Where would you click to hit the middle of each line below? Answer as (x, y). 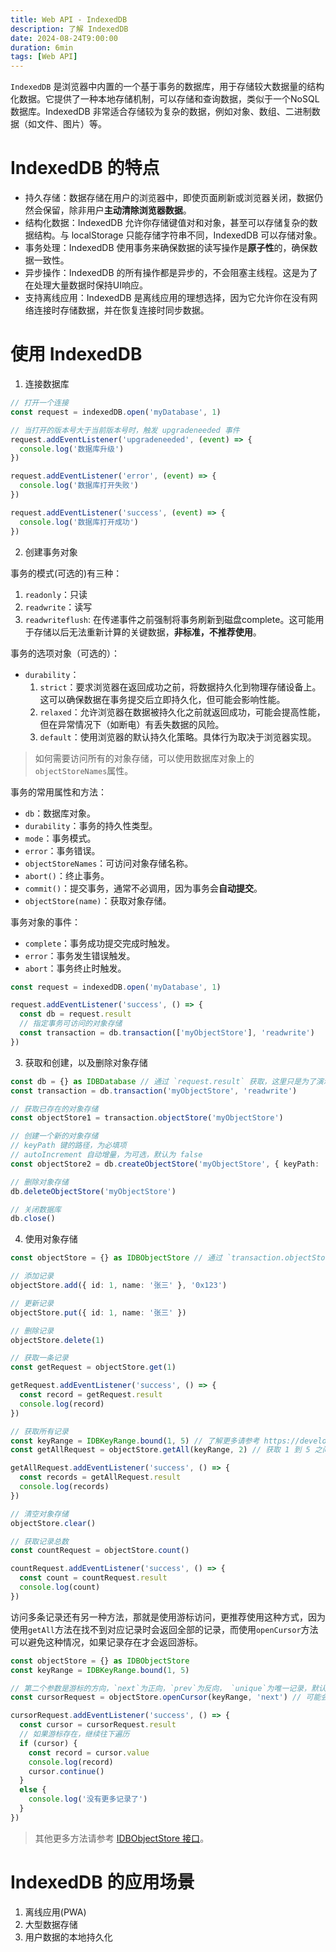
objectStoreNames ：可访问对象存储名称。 (109, 863)
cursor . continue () (66, 1771)
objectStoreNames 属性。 (84, 770)
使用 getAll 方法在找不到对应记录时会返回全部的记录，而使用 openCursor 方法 (164, 1629)
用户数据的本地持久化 (68, 1937)
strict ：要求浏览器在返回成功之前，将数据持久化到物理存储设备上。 (180, 687)
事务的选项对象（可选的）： (65, 653)
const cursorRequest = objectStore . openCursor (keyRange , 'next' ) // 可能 (166, 1697)
